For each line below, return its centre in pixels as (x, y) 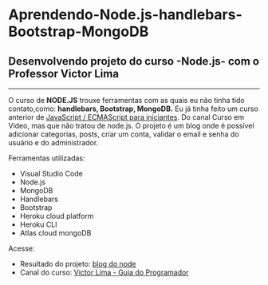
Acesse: (22, 248)
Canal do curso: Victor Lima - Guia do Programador (104, 272)
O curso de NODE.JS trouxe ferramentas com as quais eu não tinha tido (126, 100)
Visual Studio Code (51, 174)
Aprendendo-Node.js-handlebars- (126, 15)
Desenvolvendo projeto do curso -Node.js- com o (134, 61)
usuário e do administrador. (53, 142)
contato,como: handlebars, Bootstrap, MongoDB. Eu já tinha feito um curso (134, 109)
